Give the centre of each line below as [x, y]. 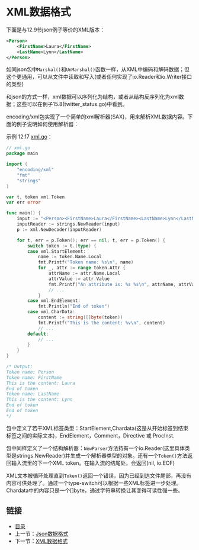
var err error [24, 202]
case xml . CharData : [52, 312]
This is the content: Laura [41, 383]
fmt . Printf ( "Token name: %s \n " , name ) [86, 262]
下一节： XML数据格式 [41, 541]
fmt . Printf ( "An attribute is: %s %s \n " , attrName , [112, 284]
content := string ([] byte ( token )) [80, 317]
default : [38, 334]
